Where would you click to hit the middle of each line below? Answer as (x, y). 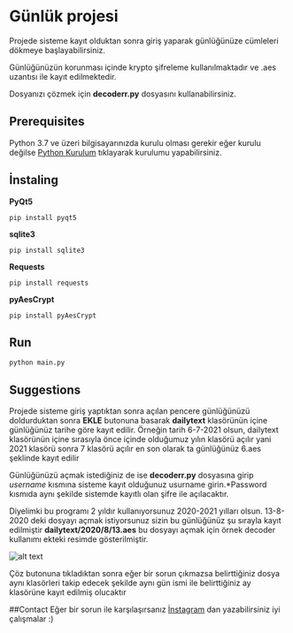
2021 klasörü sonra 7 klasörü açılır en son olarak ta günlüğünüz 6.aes (135, 449)
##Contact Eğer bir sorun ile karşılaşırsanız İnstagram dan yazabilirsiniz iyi (145, 610)
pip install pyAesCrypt (53, 316)
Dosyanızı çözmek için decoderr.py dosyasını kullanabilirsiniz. (123, 94)
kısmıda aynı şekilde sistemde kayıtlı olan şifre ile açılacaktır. (119, 494)
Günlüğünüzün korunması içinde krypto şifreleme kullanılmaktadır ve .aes (143, 67)
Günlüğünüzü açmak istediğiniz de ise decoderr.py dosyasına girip (131, 476)
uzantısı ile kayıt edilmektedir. (63, 76)
